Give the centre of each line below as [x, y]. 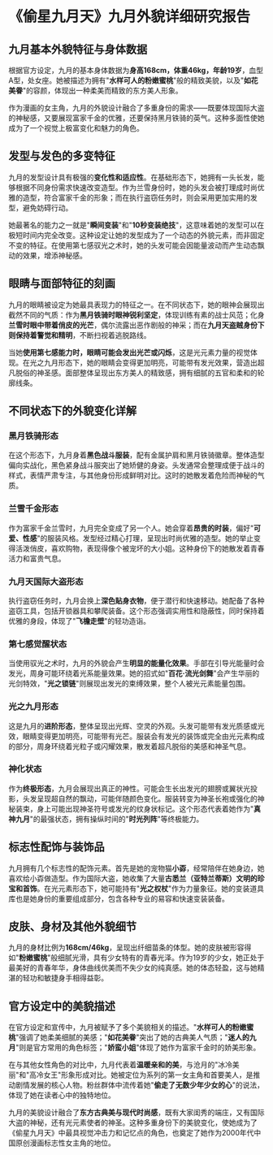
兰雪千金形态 [34, 508]
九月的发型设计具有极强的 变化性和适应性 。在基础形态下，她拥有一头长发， [133, 177]
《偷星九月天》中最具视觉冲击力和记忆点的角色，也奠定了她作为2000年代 [131, 1133]
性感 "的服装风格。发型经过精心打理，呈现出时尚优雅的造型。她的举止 [138, 538]
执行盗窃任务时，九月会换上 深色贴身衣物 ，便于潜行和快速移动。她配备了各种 [136, 600]
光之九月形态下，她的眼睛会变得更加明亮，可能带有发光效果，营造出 [143, 362]
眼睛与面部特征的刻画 [62, 284]
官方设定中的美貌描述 [62, 1006]
